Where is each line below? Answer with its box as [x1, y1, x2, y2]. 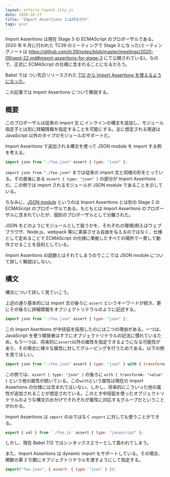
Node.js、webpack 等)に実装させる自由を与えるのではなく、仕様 [27, 229, 163, 235]
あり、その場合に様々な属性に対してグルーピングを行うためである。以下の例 [5, 345, 164, 351]
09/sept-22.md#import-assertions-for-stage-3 [5, 55, 103, 61]
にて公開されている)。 [103, 55, 150, 61]
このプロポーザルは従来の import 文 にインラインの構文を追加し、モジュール [5, 120, 164, 126]
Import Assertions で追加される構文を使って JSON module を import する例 [5, 143, 162, 149]
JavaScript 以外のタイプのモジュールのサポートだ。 [5, 133, 113, 139]
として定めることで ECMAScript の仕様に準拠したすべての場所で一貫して [5, 235, 156, 241]
